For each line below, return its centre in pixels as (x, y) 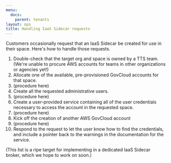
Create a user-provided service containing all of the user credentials (85, 102)
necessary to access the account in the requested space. (73, 107)
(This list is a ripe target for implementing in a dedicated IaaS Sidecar (78, 150)
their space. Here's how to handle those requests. (58, 49)
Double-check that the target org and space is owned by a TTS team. (86, 59)
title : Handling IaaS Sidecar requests (48, 29)
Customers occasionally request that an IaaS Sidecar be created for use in (84, 43)
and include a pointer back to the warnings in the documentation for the (89, 134)
